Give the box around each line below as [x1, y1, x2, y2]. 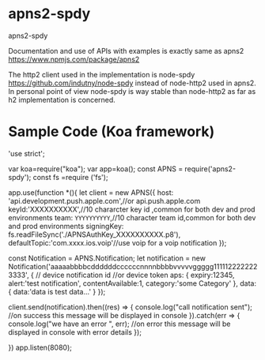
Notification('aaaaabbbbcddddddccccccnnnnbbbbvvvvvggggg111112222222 [8, 261, 258, 271]
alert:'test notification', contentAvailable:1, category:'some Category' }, [8, 278, 239, 288]
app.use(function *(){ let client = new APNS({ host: [8, 187, 174, 197]
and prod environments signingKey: [8, 221, 124, 231]
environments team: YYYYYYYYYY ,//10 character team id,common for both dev [8, 212, 256, 222]
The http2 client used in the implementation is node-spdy [8, 69, 195, 79]
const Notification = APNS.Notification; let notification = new [8, 253, 206, 263]
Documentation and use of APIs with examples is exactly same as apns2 [8, 46, 244, 55]
